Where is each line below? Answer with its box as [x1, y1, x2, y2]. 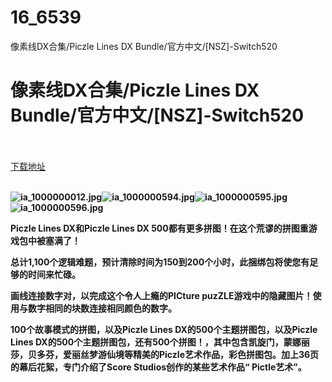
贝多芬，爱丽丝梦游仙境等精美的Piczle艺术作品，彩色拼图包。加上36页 [27, 348, 320, 360]
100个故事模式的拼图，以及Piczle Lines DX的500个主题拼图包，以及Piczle [10, 323, 318, 335]
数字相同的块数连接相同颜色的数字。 [27, 302, 177, 314]
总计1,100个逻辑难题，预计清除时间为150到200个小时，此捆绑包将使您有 [10, 256, 310, 268]
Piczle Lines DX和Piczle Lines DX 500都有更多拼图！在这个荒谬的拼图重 [10, 222, 309, 234]
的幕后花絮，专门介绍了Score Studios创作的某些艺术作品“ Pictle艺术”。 [10, 361, 307, 373]
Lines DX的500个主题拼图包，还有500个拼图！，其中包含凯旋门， [10, 336, 284, 348]
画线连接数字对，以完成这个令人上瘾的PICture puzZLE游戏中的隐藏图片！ [10, 289, 313, 301]
